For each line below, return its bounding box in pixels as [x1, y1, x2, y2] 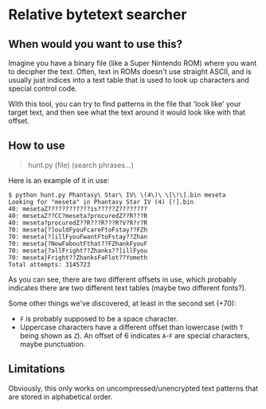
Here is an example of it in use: [8, 175, 110, 185]
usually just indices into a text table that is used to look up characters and [8, 76, 249, 84]
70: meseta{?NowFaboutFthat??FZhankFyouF [8, 240, 148, 247]
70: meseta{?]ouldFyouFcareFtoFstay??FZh [8, 225, 148, 234]
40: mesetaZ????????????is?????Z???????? [8, 204, 148, 212]
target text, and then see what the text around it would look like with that [8, 107, 245, 117]
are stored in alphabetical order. [8, 391, 113, 401]
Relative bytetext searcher [8, 6, 187, 24]
